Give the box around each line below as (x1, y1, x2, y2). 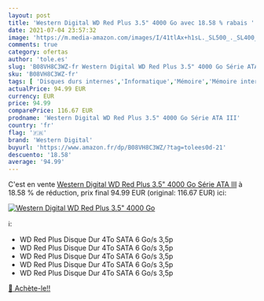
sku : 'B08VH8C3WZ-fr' (8, 70, 79, 78)
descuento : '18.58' (8, 150, 72, 158)
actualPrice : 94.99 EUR (8, 84, 86, 93)
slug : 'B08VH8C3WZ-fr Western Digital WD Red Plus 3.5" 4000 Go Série (8, 63, 244, 71)
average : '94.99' (8, 158, 65, 166)
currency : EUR (8, 92, 55, 100)
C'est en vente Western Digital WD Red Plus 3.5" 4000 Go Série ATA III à (8, 180, 243, 189)
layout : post (8, 11, 51, 20)
